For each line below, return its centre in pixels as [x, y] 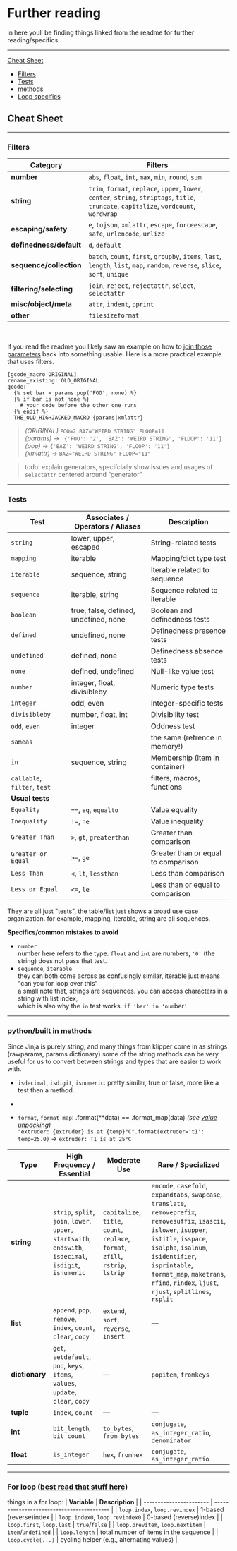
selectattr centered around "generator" [83, 475]
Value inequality [177, 821]
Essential [74, 1173]
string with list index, [48, 998]
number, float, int [99, 715]
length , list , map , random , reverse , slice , [155, 265]
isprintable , [172, 1265]
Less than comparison [187, 874]
